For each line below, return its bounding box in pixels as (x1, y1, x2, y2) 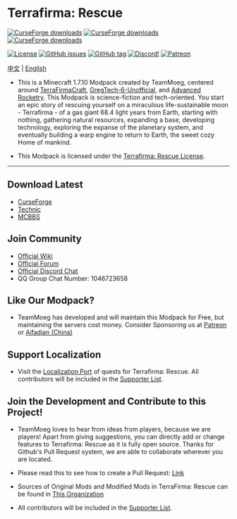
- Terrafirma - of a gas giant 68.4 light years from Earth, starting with (17, 108, 218, 116)
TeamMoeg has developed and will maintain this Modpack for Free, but (17, 313, 224, 322)
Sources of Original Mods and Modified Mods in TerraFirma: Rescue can (17, 482, 228, 491)
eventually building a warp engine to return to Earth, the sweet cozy (17, 130, 215, 139)
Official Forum (17, 259, 59, 267)
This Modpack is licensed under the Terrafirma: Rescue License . (17, 152, 206, 160)
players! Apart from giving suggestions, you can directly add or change (17, 432, 225, 441)
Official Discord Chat (17, 267, 79, 275)
